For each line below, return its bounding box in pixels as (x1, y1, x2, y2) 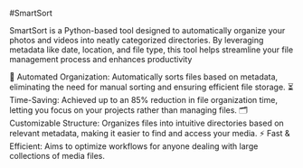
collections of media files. (9, 151, 106, 161)
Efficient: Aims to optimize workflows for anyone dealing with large (9, 141, 259, 152)
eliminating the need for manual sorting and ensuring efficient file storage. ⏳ (9, 81, 294, 92)
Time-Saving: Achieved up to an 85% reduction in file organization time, (9, 95, 279, 105)
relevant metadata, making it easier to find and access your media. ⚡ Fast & (9, 128, 290, 138)
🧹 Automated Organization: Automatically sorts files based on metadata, (9, 71, 279, 82)
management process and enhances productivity (9, 54, 193, 64)
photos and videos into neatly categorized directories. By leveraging (9, 35, 264, 45)
